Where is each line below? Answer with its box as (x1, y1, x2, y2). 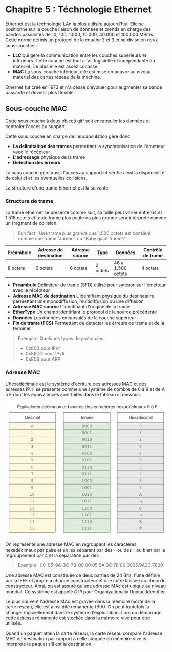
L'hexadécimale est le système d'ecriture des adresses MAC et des (5, 381, 147, 387)
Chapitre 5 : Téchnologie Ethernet (5, 4, 152, 15)
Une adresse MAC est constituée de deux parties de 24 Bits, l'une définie (5, 572, 160, 578)
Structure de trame (5, 197, 54, 204)
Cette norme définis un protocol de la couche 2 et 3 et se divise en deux (5, 37, 158, 43)
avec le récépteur (12, 287, 50, 293)
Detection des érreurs (12, 159, 60, 165)
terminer (12, 325, 31, 331)
